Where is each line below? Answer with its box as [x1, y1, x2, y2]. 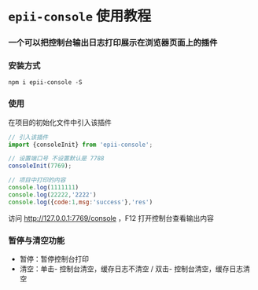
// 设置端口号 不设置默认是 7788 [8, 155, 105, 163]
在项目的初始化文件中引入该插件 [8, 117, 112, 127]
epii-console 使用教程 [8, 7, 152, 25]
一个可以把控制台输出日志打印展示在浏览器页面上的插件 [8, 37, 218, 48]
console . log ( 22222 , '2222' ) [8, 190, 97, 199]
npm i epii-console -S [8, 79, 83, 86]
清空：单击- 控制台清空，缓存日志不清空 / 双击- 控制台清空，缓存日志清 [19, 264, 250, 273]
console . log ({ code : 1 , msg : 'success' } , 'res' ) [8, 198, 153, 206]
